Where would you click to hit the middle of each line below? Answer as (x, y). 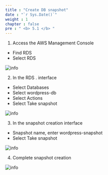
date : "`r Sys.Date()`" (31, 15)
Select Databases (31, 87)
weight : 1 (17, 19)
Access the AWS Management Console (53, 43)
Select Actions (27, 98)
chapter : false (22, 24)
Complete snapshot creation (42, 158)
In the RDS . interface (34, 78)
